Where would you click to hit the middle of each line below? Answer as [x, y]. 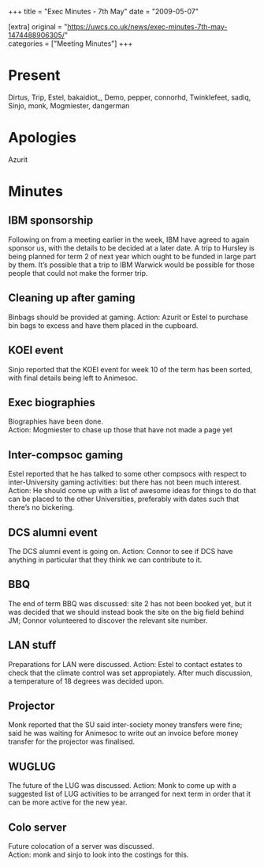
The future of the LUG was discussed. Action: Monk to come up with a [122, 786]
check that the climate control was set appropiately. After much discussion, [130, 673]
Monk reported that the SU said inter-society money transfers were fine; [125, 725]
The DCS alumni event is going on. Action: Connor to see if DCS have [121, 551]
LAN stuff [32, 645]
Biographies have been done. [56, 421]
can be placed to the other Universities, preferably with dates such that [123, 499]
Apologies [43, 138]
